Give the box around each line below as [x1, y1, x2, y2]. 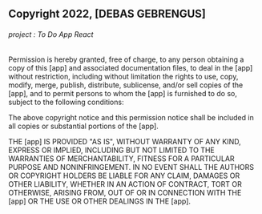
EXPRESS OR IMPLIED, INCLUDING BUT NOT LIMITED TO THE [8, 145, 215, 155]
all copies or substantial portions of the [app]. [8, 121, 159, 131]
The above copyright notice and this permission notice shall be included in [8, 112, 254, 122]
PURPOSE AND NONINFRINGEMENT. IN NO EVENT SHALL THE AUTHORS [8, 162, 255, 172]
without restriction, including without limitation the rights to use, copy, [8, 71, 239, 81]
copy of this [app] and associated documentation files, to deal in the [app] [8, 63, 253, 72]
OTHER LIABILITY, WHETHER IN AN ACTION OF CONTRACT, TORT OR [8, 179, 242, 188]
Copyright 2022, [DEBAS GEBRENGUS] [8, 7, 207, 21]
